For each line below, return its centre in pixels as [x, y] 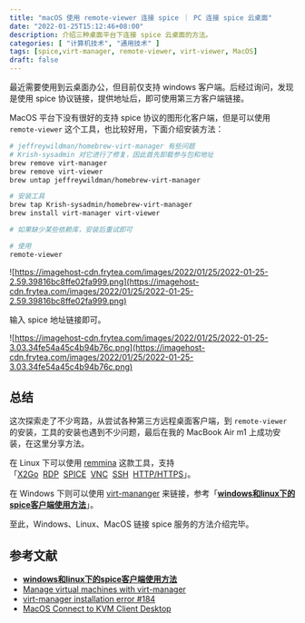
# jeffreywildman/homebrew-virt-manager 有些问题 [102, 146]
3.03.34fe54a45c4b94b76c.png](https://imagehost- [108, 347]
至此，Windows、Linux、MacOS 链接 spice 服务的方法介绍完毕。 [132, 524]
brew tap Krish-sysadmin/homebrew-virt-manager [101, 205]
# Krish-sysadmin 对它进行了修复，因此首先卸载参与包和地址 [112, 154]
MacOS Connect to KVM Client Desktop [97, 608]
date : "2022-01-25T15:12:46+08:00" [77, 26]
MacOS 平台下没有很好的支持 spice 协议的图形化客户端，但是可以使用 [140, 118]
